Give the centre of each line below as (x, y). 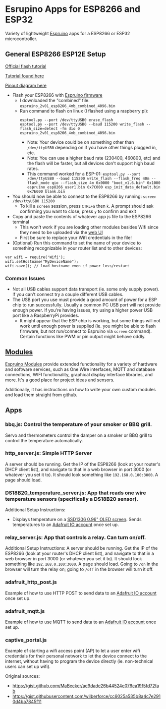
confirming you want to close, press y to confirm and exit (78, 211)
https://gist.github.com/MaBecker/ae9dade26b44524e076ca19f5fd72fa (86, 686)
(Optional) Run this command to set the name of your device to (77, 243)
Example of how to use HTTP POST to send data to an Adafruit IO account (81, 593)
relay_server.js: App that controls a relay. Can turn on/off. (76, 537)
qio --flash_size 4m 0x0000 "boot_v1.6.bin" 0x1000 (106, 183)
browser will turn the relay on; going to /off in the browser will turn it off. (79, 569)
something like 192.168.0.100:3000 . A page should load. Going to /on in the (82, 564)
